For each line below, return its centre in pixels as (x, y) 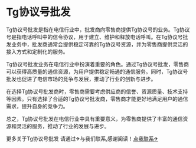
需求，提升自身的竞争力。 (37, 106)
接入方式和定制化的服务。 (37, 51)
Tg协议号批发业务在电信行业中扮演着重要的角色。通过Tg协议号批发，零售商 (98, 64)
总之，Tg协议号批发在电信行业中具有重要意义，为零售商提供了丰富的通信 (94, 119)
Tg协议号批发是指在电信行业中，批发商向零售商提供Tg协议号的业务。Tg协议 (98, 29)
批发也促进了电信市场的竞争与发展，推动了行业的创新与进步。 (81, 79)
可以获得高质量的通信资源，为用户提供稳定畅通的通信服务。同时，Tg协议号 (97, 71)
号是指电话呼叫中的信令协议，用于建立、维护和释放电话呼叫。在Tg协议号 (94, 37)
